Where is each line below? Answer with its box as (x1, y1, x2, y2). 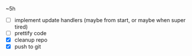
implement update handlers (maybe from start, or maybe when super (14, 17, 186, 23)
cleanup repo (14, 36, 48, 43)
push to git (14, 43, 42, 50)
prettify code (14, 30, 47, 37)
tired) (14, 23, 28, 30)
